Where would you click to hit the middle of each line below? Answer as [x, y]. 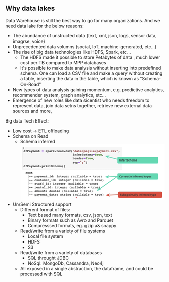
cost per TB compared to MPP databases [63, 62]
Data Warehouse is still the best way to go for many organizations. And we [83, 20]
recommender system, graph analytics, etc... [59, 95]
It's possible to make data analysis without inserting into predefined [91, 68]
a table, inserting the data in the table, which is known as [79, 78]
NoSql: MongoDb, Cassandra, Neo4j [66, 263]
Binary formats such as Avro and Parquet [71, 220]
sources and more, [32, 111]
